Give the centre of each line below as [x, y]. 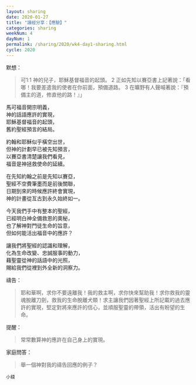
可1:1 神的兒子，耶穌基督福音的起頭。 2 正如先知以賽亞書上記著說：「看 [105, 79]
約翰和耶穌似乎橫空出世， [37, 141]
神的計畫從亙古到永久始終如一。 [45, 198]
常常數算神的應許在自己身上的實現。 [64, 340]
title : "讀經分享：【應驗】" [37, 22]
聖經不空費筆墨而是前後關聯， [42, 184]
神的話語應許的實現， [32, 114]
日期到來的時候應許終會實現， [42, 191]
